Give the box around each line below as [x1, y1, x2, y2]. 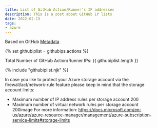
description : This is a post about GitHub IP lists [5, 12, 112, 17]
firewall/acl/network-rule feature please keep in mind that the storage [5, 82, 145, 88]
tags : [5, 21, 16, 26]
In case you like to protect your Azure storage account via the [5, 77, 129, 83]
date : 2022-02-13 [5, 16, 40, 21]
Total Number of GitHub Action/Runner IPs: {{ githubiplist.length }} [5, 58, 138, 64]
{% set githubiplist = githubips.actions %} [5, 48, 89, 54]
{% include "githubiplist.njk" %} [5, 67, 69, 73]
